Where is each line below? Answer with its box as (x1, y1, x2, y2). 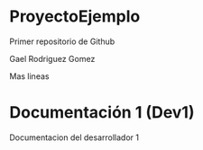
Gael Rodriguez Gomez (9, 53, 96, 64)
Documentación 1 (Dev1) (9, 102, 195, 123)
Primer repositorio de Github (9, 36, 115, 47)
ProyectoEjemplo (9, 6, 141, 27)
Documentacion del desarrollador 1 (9, 132, 140, 143)
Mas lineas (9, 70, 50, 82)
